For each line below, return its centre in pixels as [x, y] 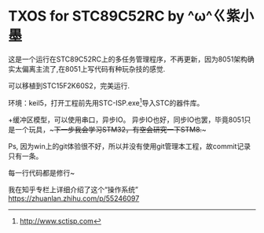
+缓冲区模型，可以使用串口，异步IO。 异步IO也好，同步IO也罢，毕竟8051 [126, 120]
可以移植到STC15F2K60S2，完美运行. [69, 85]
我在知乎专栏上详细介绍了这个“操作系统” [73, 189]
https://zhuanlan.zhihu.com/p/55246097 [74, 198]
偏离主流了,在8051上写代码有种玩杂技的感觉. [93, 68]
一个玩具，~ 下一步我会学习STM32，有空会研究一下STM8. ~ [110, 129]
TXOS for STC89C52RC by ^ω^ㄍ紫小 [131, 16]
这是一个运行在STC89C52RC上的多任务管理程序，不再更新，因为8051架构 [128, 59]
